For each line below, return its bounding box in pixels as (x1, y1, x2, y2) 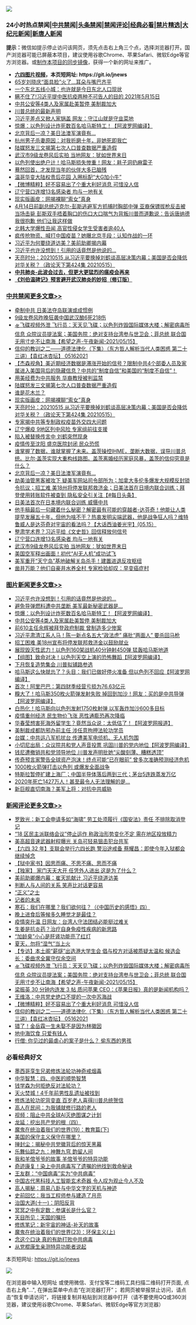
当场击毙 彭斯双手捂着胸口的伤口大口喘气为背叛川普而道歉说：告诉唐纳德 (14, 210, 190, 217)
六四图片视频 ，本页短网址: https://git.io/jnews (14, 71, 127, 78)
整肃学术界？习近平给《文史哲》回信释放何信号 (14, 528, 127, 535)
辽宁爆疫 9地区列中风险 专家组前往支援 (14, 425, 108, 433)
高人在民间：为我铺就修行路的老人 (14, 1104, 97, 1111)
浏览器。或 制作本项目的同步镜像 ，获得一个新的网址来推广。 (10, 59, 155, 66)
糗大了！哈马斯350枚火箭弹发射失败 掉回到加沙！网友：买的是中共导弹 (14, 690, 184, 697)
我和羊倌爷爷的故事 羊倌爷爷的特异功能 (14, 1155, 108, 1162)
